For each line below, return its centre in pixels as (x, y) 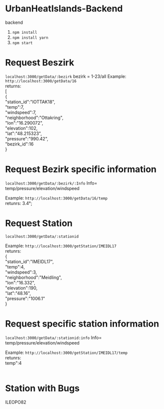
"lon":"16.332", (20, 282)
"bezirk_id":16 (19, 144)
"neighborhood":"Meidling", (34, 277)
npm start (23, 43)
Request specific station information (82, 324)
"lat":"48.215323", (24, 133)
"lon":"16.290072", (24, 123)
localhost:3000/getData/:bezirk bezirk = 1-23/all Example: (66, 76)
